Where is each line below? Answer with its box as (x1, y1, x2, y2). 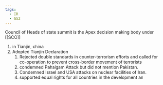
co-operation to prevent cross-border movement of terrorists (19, 59, 142, 65)
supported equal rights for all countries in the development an (19, 74, 144, 80)
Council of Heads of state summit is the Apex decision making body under (5, 29, 154, 35)
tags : (5, 7, 16, 12)
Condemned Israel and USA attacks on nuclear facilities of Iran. (19, 70, 147, 75)
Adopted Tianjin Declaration (12, 49, 68, 55)
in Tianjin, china (12, 44, 44, 50)
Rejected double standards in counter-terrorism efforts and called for (19, 54, 158, 60)
